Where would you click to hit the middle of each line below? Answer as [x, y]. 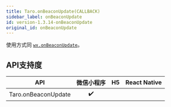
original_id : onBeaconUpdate [41, 28]
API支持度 [24, 65]
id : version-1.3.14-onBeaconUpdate [49, 22]
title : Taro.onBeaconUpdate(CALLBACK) [53, 11]
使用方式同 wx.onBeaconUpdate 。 [44, 45]
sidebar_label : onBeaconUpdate [44, 17]
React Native [144, 83]
